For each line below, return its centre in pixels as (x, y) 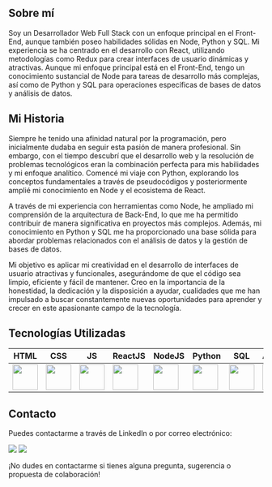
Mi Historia (36, 119)
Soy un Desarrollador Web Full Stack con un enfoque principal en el (121, 32)
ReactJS (129, 356)
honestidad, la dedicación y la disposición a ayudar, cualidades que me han (134, 291)
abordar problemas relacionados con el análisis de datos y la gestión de (128, 240)
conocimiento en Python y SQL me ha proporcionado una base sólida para (132, 231)
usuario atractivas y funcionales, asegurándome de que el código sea (125, 273)
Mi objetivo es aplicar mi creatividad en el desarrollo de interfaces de (123, 265)
